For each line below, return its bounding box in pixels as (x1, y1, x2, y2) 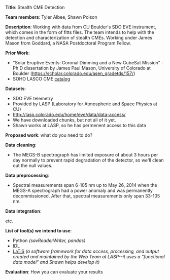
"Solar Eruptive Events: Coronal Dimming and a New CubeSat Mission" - (12, 60, 164, 65)
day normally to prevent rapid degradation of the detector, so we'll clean (12, 157, 164, 163)
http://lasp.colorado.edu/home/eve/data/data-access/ (12, 111, 126, 117)
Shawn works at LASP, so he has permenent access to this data (12, 123, 146, 128)
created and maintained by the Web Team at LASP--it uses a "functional (12, 254, 165, 260)
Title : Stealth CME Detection (5, 5, 65, 10)
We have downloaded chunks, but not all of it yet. (12, 117, 116, 123)
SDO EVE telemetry (12, 96, 53, 101)
